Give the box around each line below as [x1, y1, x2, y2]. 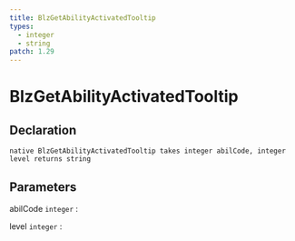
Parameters [9, 179, 77, 195]
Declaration [9, 122, 77, 137]
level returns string [9, 155, 92, 164]
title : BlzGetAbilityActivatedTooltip [9, 13, 156, 23]
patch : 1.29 [9, 47, 54, 56]
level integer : [9, 220, 63, 232]
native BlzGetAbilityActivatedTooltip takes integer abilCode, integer [9, 146, 286, 156]
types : [9, 22, 34, 31]
